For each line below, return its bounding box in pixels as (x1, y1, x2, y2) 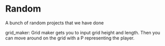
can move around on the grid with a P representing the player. (5, 35, 135, 41)
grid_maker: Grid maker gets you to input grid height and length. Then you (5, 29, 160, 35)
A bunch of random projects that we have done (5, 20, 104, 26)
